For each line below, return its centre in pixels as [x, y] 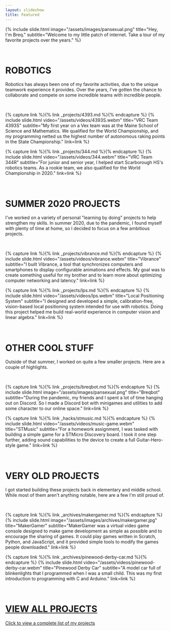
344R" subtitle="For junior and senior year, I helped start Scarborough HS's [84, 163]
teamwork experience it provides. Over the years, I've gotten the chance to [84, 90]
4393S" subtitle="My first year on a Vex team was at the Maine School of [82, 125]
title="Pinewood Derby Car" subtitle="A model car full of [102, 568]
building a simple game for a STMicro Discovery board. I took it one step [81, 434]
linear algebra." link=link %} [34, 318]
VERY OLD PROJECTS [52, 476]
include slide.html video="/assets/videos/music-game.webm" [70, 424]
